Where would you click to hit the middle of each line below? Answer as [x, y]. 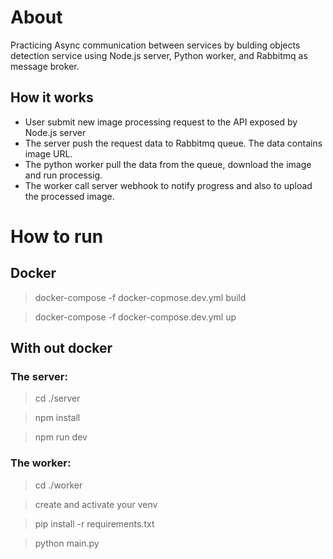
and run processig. [63, 175]
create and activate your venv [96, 504]
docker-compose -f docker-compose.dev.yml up [135, 317]
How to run [57, 236]
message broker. [45, 66]
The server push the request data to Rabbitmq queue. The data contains [173, 143]
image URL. [48, 153]
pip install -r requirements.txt [94, 523]
